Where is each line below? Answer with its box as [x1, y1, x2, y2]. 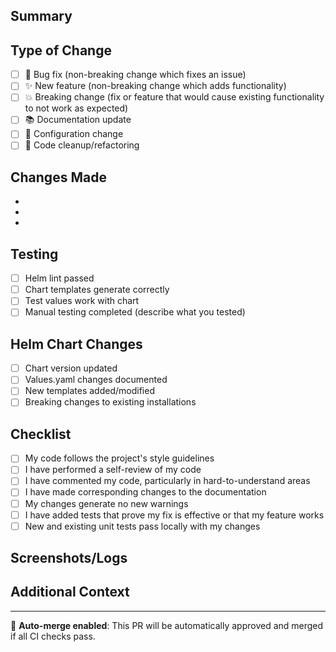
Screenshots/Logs [10, 550, 128, 567]
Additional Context [10, 584, 130, 601]
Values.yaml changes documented [24, 374, 168, 386]
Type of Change [10, 42, 112, 59]
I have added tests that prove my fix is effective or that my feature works [24, 509, 325, 521]
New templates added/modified [24, 385, 155, 397]
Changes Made [10, 169, 107, 186]
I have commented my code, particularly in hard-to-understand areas [24, 475, 311, 487]
